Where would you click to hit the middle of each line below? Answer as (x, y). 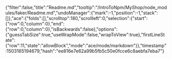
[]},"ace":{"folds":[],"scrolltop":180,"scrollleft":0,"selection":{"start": (77, 18)
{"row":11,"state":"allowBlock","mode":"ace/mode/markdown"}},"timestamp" (86, 45)
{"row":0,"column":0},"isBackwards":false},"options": (62, 29)
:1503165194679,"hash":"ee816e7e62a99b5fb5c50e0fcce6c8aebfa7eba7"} (85, 51)
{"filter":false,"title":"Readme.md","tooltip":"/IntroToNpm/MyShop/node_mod (86, 7)
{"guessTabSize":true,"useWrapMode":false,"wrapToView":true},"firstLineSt (85, 35)
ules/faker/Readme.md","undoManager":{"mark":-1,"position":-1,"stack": (82, 13)
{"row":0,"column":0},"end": (35, 24)
